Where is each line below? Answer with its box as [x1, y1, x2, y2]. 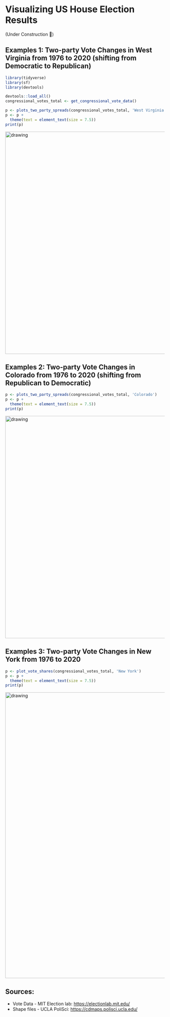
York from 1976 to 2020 [5, 655, 81, 664]
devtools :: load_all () [5, 94, 51, 99]
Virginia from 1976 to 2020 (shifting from [5, 54, 137, 63]
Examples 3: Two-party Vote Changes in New [5, 647, 152, 656]
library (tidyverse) [5, 75, 47, 80]
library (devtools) [5, 85, 44, 90]
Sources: [5, 987, 34, 996]
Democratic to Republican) [5, 62, 92, 71]
